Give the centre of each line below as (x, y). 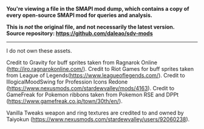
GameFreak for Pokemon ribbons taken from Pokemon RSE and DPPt (93, 94)
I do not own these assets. (39, 51)
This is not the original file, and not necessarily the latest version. (90, 27)
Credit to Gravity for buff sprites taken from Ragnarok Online (82, 62)
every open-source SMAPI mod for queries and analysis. (80, 15)
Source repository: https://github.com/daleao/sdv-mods (80, 33)
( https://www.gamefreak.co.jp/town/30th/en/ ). (64, 101)
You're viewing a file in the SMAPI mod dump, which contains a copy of (98, 9)
